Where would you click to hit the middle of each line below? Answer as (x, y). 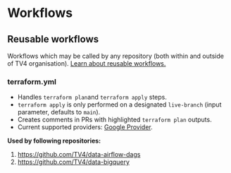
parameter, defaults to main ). (59, 112)
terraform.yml (32, 81)
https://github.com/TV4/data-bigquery (74, 162)
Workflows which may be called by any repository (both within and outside (115, 56)
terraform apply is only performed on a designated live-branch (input (119, 105)
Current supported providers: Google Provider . (85, 127)
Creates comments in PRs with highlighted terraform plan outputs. (115, 120)
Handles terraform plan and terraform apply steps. (92, 97)
